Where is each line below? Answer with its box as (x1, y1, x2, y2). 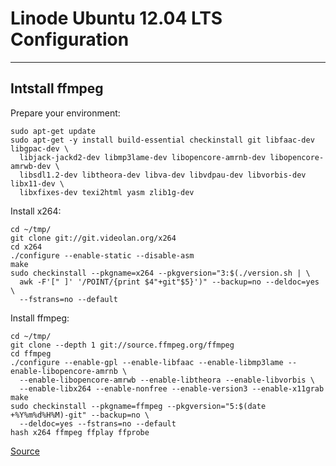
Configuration (10, 28, 130, 51)
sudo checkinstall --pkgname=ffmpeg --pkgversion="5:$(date (10, 401, 267, 411)
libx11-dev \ (10, 178, 65, 189)
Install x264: (10, 205, 62, 217)
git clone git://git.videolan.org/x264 (10, 233, 177, 243)
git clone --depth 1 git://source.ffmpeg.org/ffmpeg (10, 340, 235, 350)
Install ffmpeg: (10, 312, 70, 324)
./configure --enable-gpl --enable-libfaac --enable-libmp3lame (10, 357, 284, 367)
